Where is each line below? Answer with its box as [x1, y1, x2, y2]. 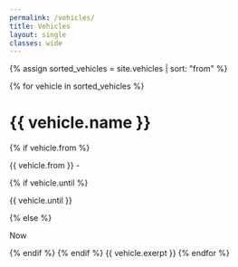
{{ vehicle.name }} [9, 112, 151, 133]
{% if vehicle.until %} [9, 177, 89, 188]
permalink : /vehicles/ [9, 13, 95, 23]
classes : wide [9, 38, 63, 48]
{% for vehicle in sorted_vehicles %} [9, 81, 145, 91]
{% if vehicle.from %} [9, 142, 90, 154]
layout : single [9, 30, 67, 39]
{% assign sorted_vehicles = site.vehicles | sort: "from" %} [9, 63, 228, 74]
